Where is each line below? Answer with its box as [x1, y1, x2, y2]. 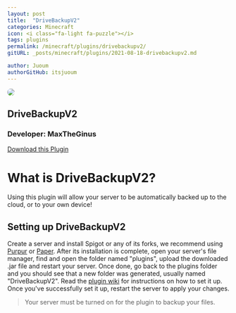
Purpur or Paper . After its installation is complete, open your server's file [7, 247, 217, 255]
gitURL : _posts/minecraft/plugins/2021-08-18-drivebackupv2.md [7, 50, 197, 57]
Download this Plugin [7, 145, 69, 153]
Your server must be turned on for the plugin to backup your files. [24, 298, 216, 307]
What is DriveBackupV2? [7, 170, 156, 186]
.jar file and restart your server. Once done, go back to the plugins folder [7, 262, 218, 271]
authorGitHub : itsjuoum [7, 68, 77, 76]
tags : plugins [7, 37, 49, 44]
